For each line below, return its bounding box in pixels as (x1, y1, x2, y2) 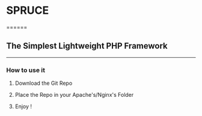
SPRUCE (6, 4, 49, 17)
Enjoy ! (14, 103, 32, 110)
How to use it (6, 66, 45, 74)
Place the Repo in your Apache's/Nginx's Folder (14, 91, 134, 99)
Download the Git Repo (14, 79, 73, 87)
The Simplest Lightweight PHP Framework (6, 41, 168, 51)
